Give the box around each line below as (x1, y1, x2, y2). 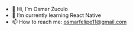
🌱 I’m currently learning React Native (11, 12, 102, 19)
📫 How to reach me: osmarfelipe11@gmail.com (11, 18, 127, 25)
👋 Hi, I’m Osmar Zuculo (11, 6, 68, 12)
